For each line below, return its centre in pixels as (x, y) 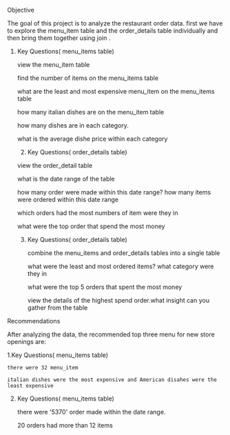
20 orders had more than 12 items (65, 425)
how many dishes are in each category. (73, 125)
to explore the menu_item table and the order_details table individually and (113, 31)
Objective (21, 10)
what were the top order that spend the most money (91, 226)
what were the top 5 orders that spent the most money (105, 287)
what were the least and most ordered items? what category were (121, 266)
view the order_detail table (55, 165)
